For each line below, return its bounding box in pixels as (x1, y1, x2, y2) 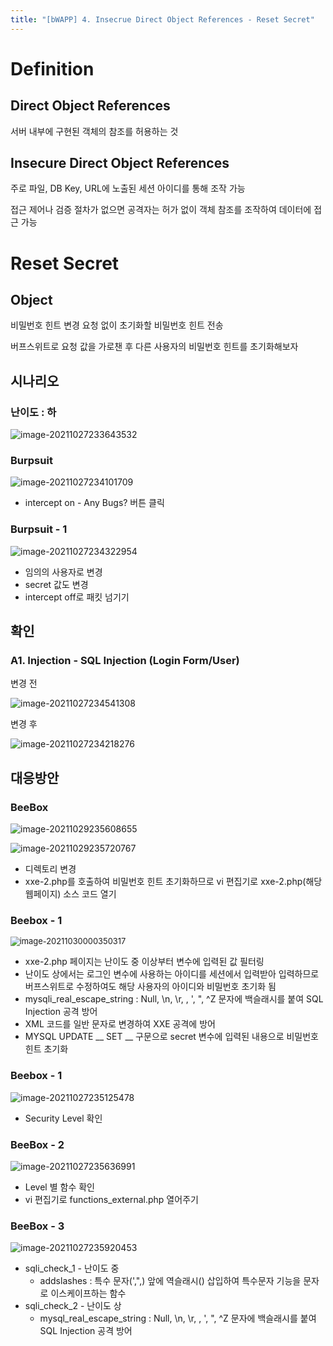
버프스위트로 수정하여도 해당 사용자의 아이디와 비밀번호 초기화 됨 (24, 981, 277, 993)
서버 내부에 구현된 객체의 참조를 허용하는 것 (10, 125, 179, 137)
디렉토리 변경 (24, 863, 77, 875)
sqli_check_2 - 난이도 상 (24, 1300, 122, 1312)
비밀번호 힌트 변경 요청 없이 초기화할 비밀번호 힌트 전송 (10, 319, 224, 331)
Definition (10, 57, 95, 80)
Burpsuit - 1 (10, 522, 68, 536)
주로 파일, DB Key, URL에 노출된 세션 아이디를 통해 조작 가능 (10, 182, 246, 195)
